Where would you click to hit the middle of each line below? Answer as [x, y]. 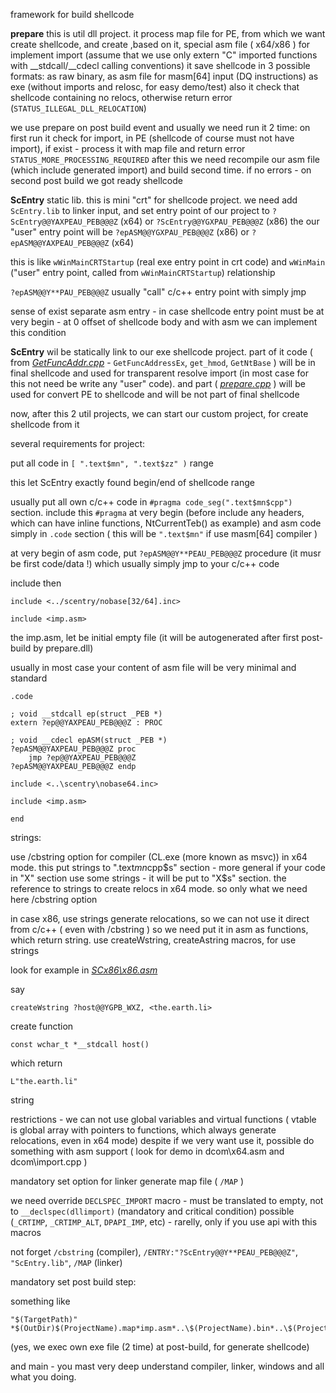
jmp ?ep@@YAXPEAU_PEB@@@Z [82, 758]
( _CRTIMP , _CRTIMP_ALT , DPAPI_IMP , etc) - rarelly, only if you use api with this [164, 1222]
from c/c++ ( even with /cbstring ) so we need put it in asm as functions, [159, 929]
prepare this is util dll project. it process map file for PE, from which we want [168, 33]
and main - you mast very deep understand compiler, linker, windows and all [167, 1366]
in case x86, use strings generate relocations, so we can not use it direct [160, 918]
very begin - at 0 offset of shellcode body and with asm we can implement [164, 322]
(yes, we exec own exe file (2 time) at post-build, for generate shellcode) [160, 1347]
